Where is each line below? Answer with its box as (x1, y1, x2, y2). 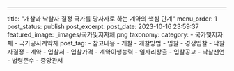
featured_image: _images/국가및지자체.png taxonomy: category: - (7, 30, 194, 39)
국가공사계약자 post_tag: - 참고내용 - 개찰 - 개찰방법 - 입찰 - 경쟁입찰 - (19, 39, 212, 47)
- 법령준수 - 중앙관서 (7, 57, 63, 64)
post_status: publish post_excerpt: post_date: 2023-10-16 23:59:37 (7, 22, 199, 30)
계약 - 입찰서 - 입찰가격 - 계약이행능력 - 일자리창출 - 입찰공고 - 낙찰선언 (30, 48, 225, 56)
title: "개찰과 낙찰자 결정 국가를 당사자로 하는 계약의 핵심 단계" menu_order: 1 (7, 14, 217, 23)
